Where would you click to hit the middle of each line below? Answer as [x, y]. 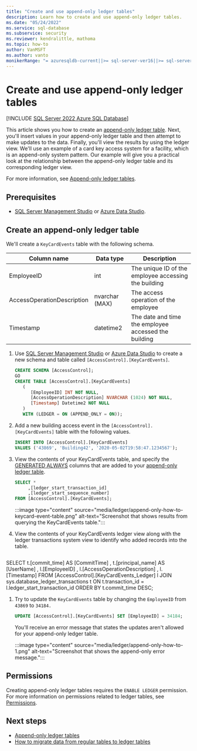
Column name [49, 259]
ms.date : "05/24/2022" [34, 22]
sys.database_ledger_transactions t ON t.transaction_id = [75, 582]
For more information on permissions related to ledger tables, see [85, 696]
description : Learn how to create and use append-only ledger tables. [94, 17]
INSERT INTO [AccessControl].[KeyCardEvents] [71, 442]
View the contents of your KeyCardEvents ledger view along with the [97, 534]
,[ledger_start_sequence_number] [69, 493]
